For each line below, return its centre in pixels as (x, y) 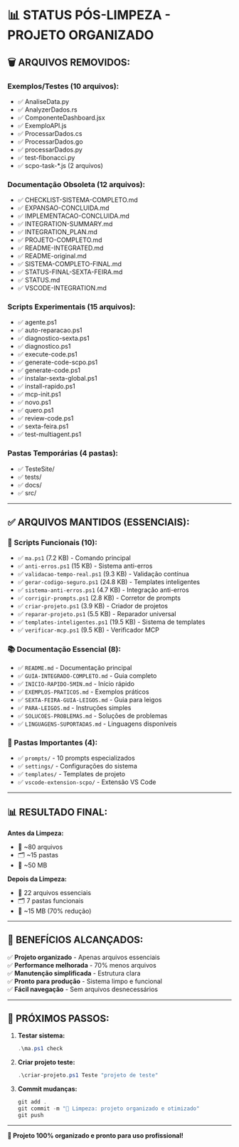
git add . (32, 1102)
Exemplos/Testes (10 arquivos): (63, 86)
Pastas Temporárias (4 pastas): (63, 453)
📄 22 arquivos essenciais (54, 892)
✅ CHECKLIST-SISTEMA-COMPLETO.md (78, 200)
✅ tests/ (30, 477)
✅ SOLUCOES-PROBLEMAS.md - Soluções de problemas (92, 715)
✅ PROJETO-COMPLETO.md (60, 240)
